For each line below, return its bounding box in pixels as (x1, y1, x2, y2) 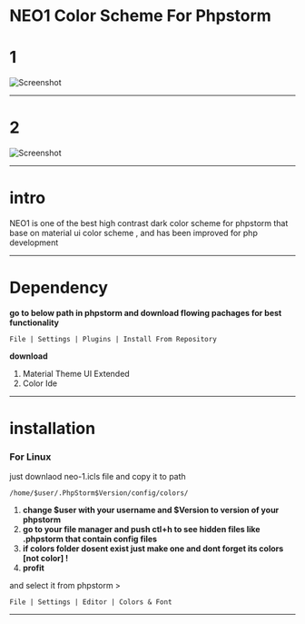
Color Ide (22, 378, 57, 389)
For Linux (9, 451, 52, 463)
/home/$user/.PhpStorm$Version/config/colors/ (9, 489, 189, 498)
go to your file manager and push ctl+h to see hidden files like (22, 524, 261, 535)
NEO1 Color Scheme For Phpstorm (9, 5, 272, 26)
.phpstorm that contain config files (22, 533, 157, 545)
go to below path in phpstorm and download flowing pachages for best (9, 307, 282, 318)
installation (9, 419, 96, 439)
